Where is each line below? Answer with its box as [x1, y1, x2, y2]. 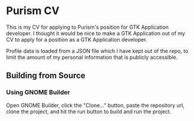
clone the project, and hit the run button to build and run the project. [6, 107, 172, 115]
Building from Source [6, 70, 86, 80]
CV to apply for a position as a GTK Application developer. [6, 36, 147, 43]
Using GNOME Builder [6, 88, 70, 96]
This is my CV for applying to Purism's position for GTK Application [6, 23, 169, 31]
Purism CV [6, 4, 60, 18]
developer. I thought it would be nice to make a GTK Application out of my [6, 29, 186, 36]
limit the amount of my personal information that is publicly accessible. [6, 53, 178, 60]
